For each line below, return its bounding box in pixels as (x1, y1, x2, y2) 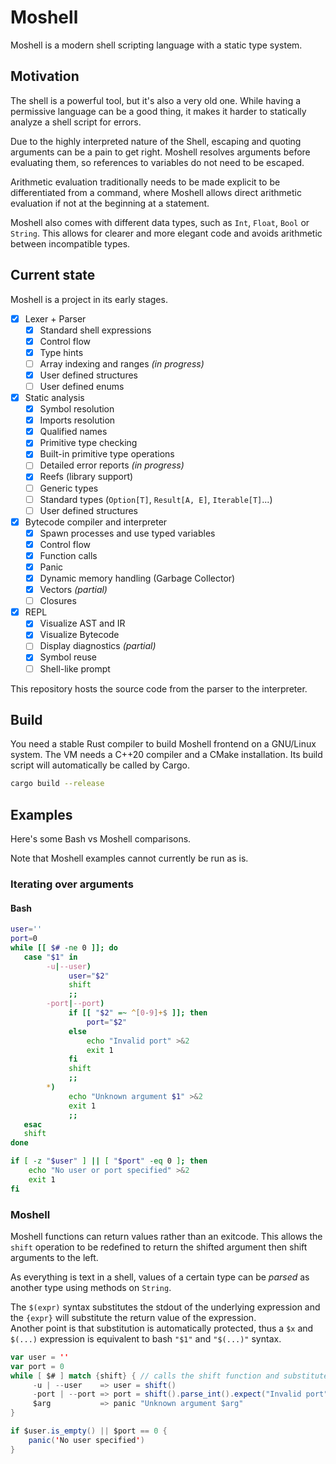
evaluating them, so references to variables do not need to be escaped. (10, 156, 305, 168)
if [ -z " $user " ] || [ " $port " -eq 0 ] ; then (10, 1156, 208, 1166)
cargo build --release (10, 779, 105, 789)
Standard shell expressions (39, 324, 152, 336)
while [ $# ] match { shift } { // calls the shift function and (10, 1371, 280, 1381)
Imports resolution (39, 414, 116, 426)
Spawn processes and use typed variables (39, 527, 216, 539)
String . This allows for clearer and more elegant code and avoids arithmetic (10, 227, 323, 239)
